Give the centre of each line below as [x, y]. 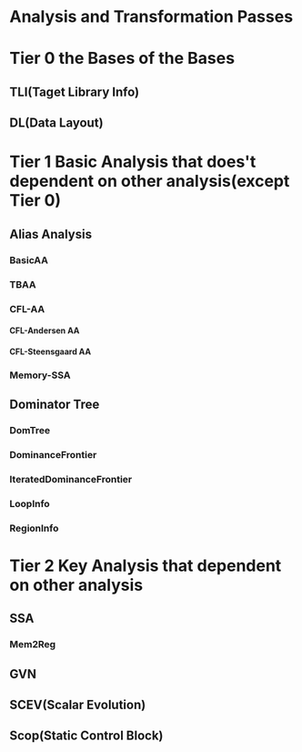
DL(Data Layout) [56, 123]
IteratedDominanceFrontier [71, 479]
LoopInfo [30, 503]
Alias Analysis [51, 234]
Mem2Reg [33, 645]
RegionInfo [34, 528]
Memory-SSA [40, 375]
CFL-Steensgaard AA [50, 351]
